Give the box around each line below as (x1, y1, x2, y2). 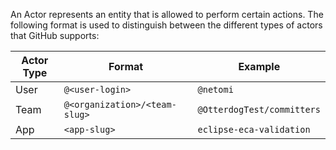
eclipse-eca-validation (197, 124, 311, 135)
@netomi (197, 84, 234, 95)
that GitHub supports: (10, 30, 100, 41)
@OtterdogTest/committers (197, 104, 321, 115)
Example (238, 60, 281, 73)
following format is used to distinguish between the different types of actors (10, 19, 323, 31)
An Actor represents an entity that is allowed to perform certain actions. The (10, 9, 324, 20)
